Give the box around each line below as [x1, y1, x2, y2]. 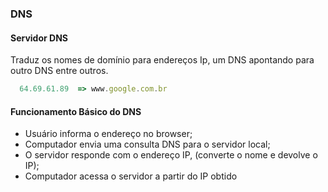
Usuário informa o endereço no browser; [24, 128, 193, 140]
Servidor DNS [10, 32, 68, 44]
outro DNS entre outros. [10, 65, 109, 77]
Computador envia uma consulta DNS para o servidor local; [24, 138, 271, 151]
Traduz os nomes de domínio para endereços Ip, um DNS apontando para [10, 54, 315, 66]
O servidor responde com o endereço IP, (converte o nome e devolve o [24, 149, 318, 161]
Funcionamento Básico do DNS [10, 105, 142, 117]
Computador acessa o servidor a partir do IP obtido [24, 170, 238, 182]
